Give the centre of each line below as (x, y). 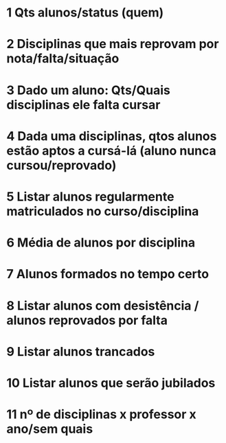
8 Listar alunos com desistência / (103, 305)
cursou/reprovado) (61, 165)
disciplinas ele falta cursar (83, 105)
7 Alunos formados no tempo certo (108, 274)
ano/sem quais (50, 429)
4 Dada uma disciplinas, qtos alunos (112, 136)
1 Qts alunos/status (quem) (85, 13)
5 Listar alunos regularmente (90, 196)
